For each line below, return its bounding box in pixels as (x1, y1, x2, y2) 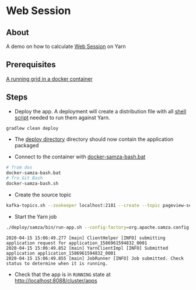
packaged (14, 141, 39, 149)
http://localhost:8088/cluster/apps (14, 277, 97, 284)
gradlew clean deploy (6, 125, 59, 131)
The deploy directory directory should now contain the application (14, 136, 174, 143)
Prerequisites (6, 60, 56, 70)
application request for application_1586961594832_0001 (6, 240, 148, 246)
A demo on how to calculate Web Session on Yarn (6, 43, 127, 50)
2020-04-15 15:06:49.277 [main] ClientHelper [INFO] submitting (6, 235, 166, 241)
